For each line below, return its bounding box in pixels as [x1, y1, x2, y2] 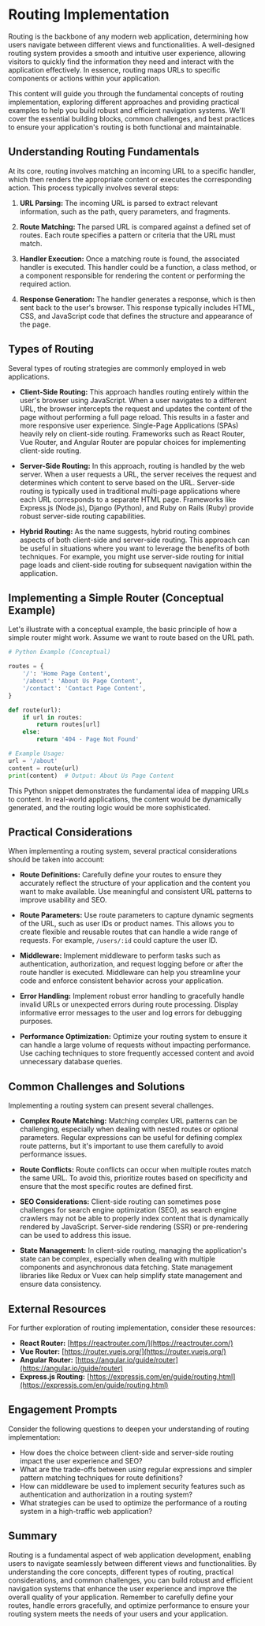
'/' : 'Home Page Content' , [22, 670, 111, 678]
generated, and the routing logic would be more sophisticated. [8, 802, 211, 812]
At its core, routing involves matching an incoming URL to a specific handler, [8, 166, 256, 175]
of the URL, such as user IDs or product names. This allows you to [19, 919, 235, 929]
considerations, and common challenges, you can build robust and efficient [8, 1576, 254, 1585]
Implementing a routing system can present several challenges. [8, 1101, 215, 1110]
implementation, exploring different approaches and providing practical [8, 97, 240, 107]
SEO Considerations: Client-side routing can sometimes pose [19, 1197, 222, 1206]
